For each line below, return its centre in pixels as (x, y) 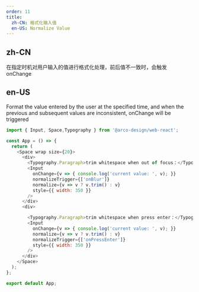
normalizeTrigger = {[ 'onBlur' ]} (71, 179)
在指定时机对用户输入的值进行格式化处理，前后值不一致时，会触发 (86, 67)
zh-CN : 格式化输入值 (34, 23)
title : (14, 17)
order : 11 (18, 12)
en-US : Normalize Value (41, 28)
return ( (22, 146)
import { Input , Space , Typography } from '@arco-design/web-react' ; (92, 130)
